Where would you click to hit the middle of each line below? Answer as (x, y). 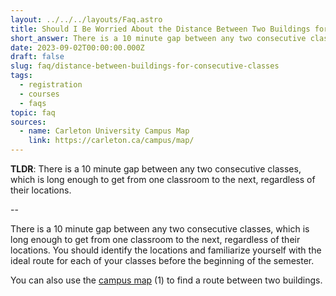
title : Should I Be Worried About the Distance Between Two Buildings (160, 29)
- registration (51, 85)
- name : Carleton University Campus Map (104, 131)
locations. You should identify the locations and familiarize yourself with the (166, 250)
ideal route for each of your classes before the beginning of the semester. (162, 260)
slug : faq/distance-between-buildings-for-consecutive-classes (145, 66)
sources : (28, 122)
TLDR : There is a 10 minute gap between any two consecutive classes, (156, 169)
